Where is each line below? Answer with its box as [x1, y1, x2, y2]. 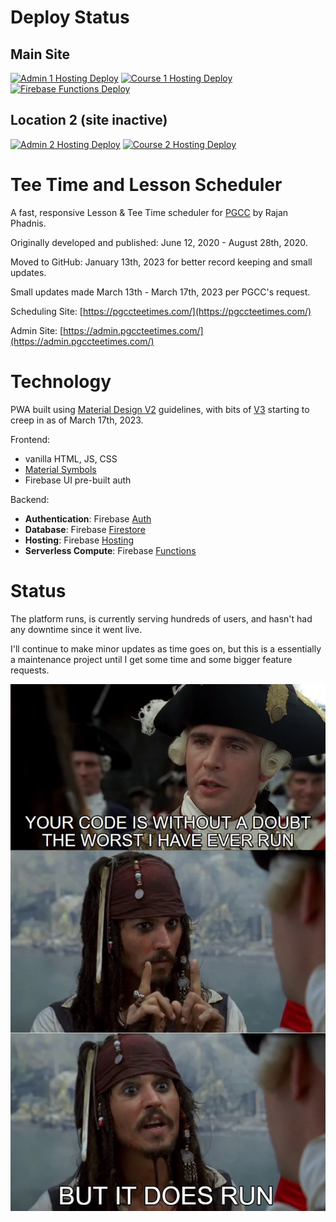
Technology [10, 370, 112, 393]
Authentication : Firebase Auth [24, 512, 152, 525]
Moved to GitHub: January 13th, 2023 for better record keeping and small [10, 256, 313, 268]
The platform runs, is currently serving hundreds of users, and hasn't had [10, 612, 313, 625]
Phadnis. [10, 217, 47, 229]
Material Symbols [24, 463, 97, 475]
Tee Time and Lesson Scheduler [10, 174, 283, 196]
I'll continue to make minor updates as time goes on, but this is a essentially [10, 642, 322, 655]
